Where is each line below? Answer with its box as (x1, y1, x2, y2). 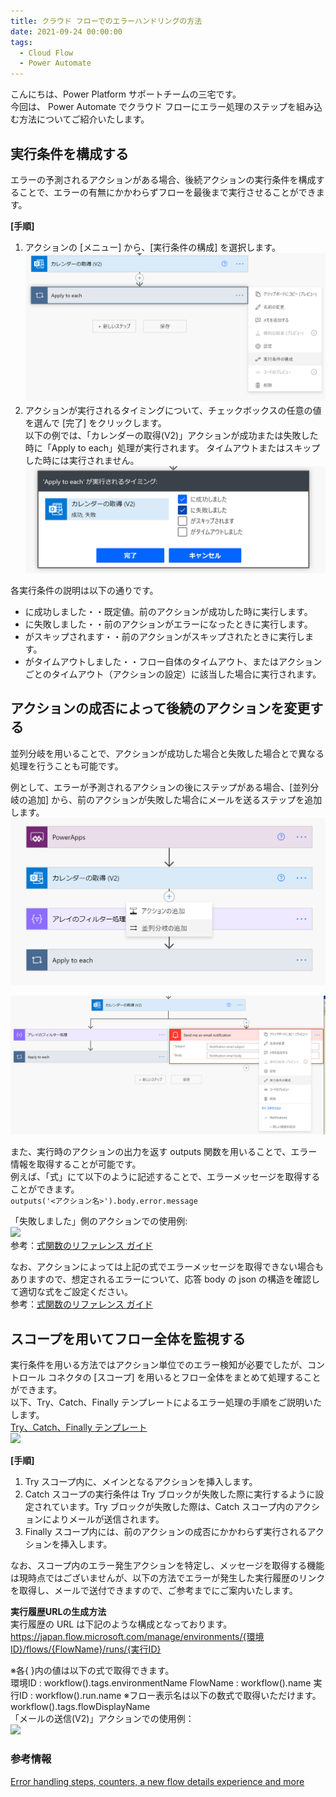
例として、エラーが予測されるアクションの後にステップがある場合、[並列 (10, 781, 311, 793)
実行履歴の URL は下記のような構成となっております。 (10, 1618, 233, 1630)
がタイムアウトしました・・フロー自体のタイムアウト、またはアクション (24, 655, 323, 667)
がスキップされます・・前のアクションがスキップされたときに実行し (24, 630, 306, 642)
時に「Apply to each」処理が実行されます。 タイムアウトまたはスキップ (24, 442, 321, 454)
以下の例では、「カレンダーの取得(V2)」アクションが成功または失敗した (24, 430, 319, 442)
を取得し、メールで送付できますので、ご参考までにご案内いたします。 (10, 1585, 298, 1597)
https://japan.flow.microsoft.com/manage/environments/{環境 (10, 1631, 265, 1643)
